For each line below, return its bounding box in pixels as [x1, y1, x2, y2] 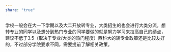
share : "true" [5, 7, 36, 13]
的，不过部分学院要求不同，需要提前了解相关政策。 [5, 41, 112, 47]
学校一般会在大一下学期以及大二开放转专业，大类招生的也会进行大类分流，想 [5, 22, 166, 28]
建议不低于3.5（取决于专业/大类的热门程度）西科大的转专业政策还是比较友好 [5, 35, 165, 41]
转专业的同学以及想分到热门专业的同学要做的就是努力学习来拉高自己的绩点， [5, 29, 166, 35]
